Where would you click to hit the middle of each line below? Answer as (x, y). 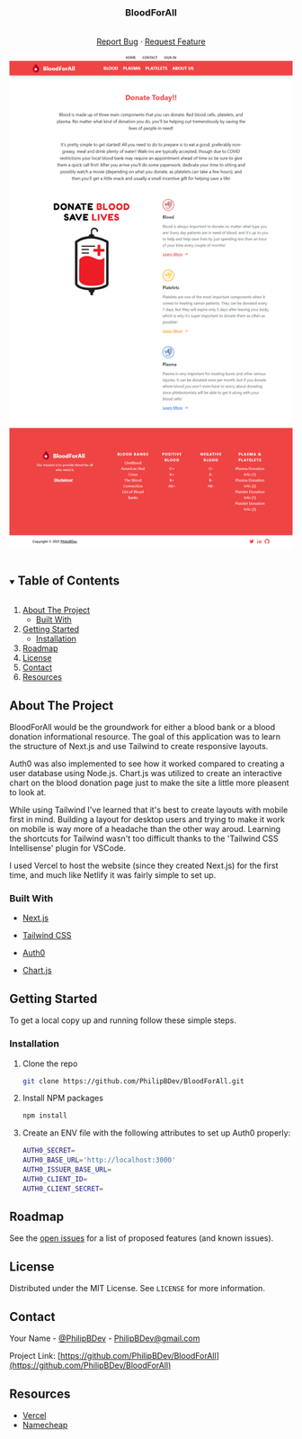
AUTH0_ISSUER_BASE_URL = (67, 1170)
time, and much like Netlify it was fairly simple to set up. (113, 875)
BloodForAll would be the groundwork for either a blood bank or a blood (142, 728)
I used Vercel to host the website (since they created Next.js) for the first (144, 865)
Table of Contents (68, 580)
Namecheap (45, 1425)
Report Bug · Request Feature (151, 41)
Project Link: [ (35, 1356)
